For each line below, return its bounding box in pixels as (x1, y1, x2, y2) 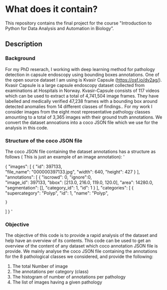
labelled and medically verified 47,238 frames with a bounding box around (5, 98, 158, 104)
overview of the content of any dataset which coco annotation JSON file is (5, 243, 158, 249)
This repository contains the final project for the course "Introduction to (5, 20, 152, 26)
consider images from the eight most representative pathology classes (5, 108, 151, 114)
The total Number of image (12, 263, 68, 269)
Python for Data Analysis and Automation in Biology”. (5, 25, 114, 31)
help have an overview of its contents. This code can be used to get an (5, 237, 151, 243)
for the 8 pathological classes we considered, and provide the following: (5, 253, 154, 259)
